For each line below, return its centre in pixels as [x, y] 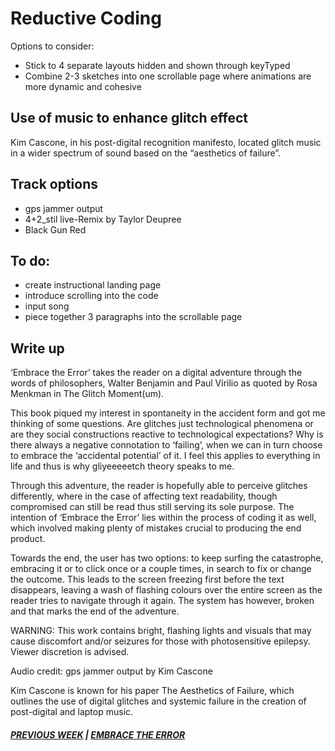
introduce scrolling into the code [91, 296]
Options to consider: [52, 46]
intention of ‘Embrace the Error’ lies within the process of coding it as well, [163, 518]
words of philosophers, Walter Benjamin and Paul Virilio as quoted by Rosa [164, 383]
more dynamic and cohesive [83, 86]
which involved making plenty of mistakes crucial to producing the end [156, 528]
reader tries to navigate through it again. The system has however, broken [162, 601]
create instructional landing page [93, 285]
